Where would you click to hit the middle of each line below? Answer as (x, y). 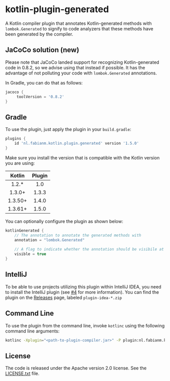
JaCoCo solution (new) (42, 50)
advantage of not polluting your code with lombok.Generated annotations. (81, 73)
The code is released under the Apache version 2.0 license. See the (76, 368)
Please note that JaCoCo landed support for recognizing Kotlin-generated (82, 62)
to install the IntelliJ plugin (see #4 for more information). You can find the (82, 292)
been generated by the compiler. (39, 34)
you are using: (20, 163)
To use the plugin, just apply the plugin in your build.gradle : (68, 130)
